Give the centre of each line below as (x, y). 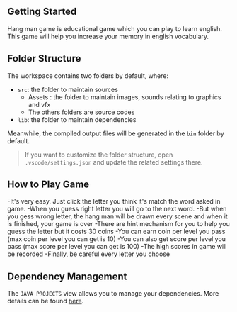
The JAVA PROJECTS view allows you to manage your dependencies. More (113, 294)
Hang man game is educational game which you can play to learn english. (115, 28)
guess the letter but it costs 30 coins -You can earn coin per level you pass (116, 232)
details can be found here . (46, 301)
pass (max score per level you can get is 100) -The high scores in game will (117, 247)
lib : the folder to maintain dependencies (77, 119)
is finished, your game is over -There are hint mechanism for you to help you (118, 224)
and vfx (39, 104)
